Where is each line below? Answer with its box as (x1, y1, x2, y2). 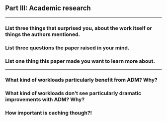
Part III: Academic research (5, 4, 91, 12)
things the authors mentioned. (5, 31, 81, 38)
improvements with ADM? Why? (5, 96, 85, 103)
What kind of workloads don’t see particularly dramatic (5, 90, 142, 97)
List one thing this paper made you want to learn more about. (5, 57, 156, 64)
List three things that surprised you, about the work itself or (5, 24, 153, 31)
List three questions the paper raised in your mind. (5, 44, 130, 51)
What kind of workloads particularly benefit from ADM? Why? (5, 76, 158, 83)
